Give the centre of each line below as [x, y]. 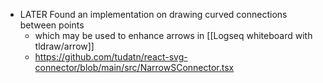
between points [52, 25]
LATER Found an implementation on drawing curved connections [153, 14]
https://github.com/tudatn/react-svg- [111, 57]
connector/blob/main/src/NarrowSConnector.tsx [134, 67]
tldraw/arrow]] [64, 46]
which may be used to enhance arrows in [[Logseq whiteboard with [173, 35]
